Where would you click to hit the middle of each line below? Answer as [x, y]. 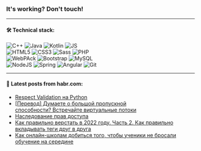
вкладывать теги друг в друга [53, 129]
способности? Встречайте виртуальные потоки [75, 110]
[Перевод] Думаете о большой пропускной [71, 103]
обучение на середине [44, 141]
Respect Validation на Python [51, 97]
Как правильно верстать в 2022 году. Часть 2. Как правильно [94, 122]
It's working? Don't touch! [45, 9]
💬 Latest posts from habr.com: [45, 84]
